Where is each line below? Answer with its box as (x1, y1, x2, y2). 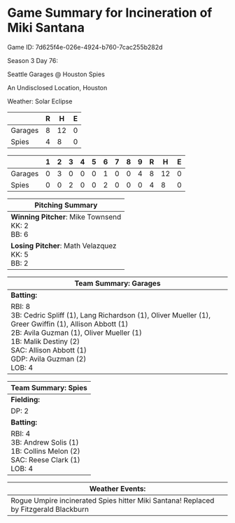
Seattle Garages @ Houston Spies (7, 70, 105, 78)
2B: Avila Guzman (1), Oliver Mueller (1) (10, 327, 142, 337)
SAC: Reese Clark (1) (10, 454, 80, 464)
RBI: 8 (10, 301, 31, 311)
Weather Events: (89, 484, 146, 494)
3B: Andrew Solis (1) (10, 437, 79, 447)
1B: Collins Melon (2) (10, 446, 80, 456)
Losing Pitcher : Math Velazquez (10, 241, 117, 250)
